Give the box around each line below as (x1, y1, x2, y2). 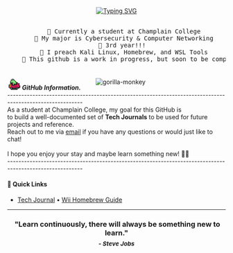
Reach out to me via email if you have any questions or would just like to (7, 128, 214, 136)
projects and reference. (7, 120, 74, 128)
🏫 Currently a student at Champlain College (46, 28, 201, 35)
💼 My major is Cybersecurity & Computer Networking (34, 35, 214, 42)
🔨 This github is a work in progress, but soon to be (21, 55, 209, 63)
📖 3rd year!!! (98, 42, 146, 49)
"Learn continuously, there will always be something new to (14, 219, 221, 229)
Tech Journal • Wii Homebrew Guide (17, 195, 123, 204)
